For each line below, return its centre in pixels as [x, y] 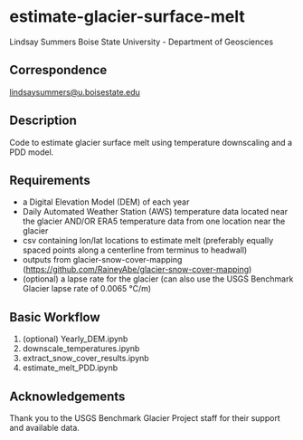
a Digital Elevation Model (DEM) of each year [106, 202]
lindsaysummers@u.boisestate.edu [75, 91]
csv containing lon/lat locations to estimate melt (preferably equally [148, 241]
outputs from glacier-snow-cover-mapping [102, 260]
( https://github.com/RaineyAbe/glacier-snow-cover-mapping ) [137, 270]
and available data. [44, 428]
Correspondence [58, 70]
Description [43, 121]
